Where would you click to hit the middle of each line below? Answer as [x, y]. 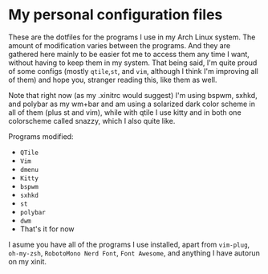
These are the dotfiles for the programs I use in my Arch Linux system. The [132, 37]
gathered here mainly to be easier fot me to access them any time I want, [129, 54]
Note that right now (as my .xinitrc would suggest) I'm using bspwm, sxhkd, [133, 95]
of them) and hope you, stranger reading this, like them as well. [113, 80]
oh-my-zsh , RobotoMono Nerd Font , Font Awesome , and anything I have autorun [134, 253]
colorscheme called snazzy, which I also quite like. [92, 121]
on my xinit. [27, 261]
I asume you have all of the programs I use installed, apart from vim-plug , [129, 244]
